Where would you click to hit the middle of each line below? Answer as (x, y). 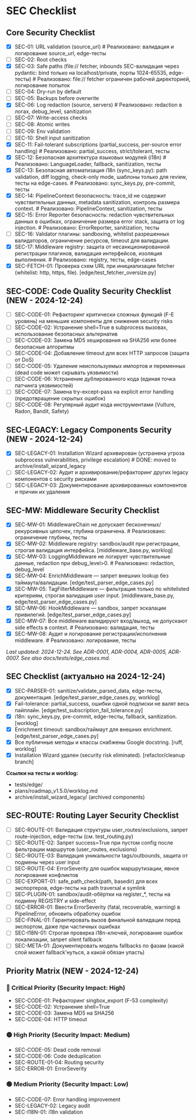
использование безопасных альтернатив (66, 334)
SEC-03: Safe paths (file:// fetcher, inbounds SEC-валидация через (97, 67)
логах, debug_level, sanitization (53, 112)
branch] (24, 762)
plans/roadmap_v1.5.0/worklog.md (56, 790)
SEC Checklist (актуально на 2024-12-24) (86, 677)
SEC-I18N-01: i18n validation (49, 1112)
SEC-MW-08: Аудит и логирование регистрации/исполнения (91, 633)
